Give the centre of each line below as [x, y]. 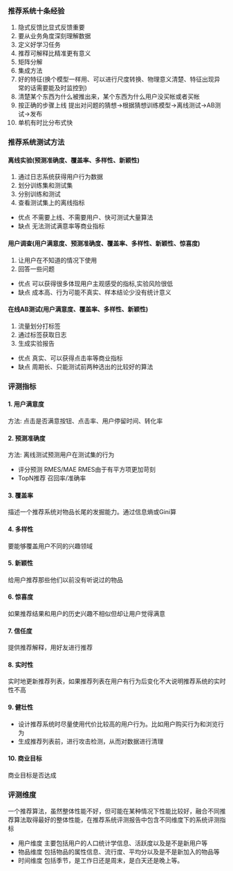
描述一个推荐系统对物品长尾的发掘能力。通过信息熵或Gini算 [92, 512]
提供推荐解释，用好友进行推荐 [50, 648]
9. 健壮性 [21, 707]
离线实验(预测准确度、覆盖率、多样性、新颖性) [74, 160]
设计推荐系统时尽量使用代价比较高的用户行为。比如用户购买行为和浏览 [118, 724]
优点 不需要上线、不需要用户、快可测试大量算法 [85, 218]
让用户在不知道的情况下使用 [57, 260]
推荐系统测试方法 [36, 142]
